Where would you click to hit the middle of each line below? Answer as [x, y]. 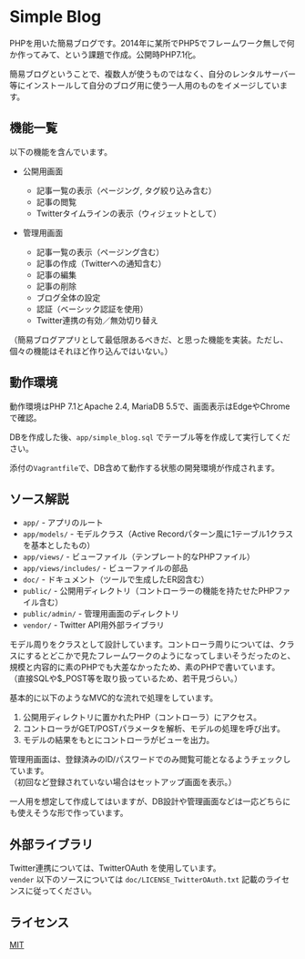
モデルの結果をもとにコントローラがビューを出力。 [118, 740]
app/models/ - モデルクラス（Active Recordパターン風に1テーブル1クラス [158, 534]
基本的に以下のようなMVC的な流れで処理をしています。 [114, 698]
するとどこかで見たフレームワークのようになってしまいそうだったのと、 [161, 656]
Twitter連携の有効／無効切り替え [97, 320]
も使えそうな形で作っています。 [69, 813]
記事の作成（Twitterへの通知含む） [101, 263]
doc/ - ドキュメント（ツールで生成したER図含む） [116, 579]
